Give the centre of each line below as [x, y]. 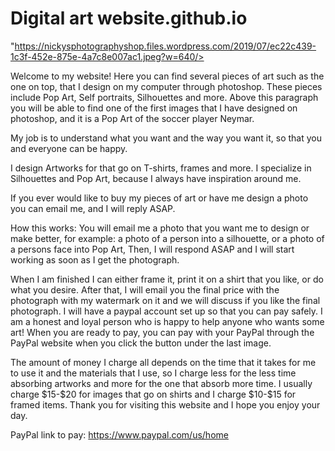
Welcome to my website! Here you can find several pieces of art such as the [167, 76]
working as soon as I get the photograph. [95, 259]
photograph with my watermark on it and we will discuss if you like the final [165, 300]
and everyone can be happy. [69, 148]
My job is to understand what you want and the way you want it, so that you [166, 138]
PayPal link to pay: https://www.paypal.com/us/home [119, 434]
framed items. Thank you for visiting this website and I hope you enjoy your [165, 404]
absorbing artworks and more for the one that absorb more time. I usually [161, 383]
